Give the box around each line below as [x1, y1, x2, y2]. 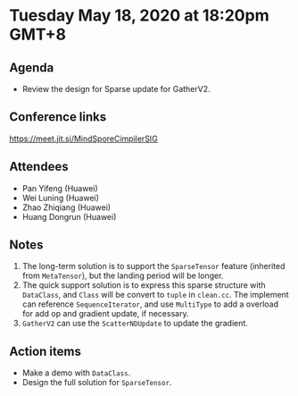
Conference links [9, 109, 107, 125]
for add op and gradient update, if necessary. [21, 308, 189, 319]
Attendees [9, 159, 69, 174]
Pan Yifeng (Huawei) [21, 182, 98, 193]
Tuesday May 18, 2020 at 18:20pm [9, 5, 269, 26]
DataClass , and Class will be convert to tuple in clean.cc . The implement [21, 290, 289, 300]
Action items [9, 343, 82, 358]
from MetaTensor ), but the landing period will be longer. [21, 270, 224, 282]
